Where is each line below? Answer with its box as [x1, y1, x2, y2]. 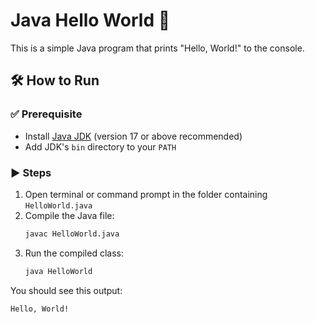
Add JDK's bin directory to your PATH [24, 140, 177, 153]
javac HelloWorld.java [24, 229, 120, 239]
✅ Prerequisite [10, 107, 83, 121]
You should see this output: [10, 284, 123, 296]
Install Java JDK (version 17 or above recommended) [24, 130, 243, 142]
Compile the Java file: [24, 209, 115, 221]
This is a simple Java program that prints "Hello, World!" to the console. [10, 42, 305, 54]
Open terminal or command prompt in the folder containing [24, 188, 268, 200]
